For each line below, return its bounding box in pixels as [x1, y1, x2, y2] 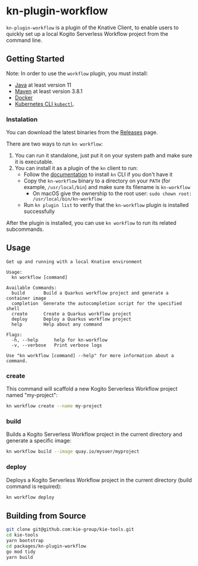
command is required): [6, 483, 62, 490]
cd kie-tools [6, 532, 39, 538]
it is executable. [14, 158, 54, 165]
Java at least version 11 [14, 81, 71, 88]
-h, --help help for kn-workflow [11, 337, 108, 343]
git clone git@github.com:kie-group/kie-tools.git [6, 527, 134, 533]
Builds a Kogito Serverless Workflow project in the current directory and [6, 431, 183, 438]
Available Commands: [6, 284, 58, 290]
